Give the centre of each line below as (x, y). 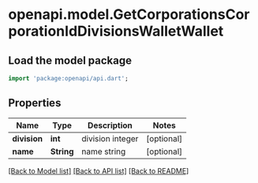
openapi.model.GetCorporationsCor (129, 15)
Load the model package (70, 60)
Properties (35, 103)
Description (110, 125)
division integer (110, 138)
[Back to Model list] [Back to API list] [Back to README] (99, 170)
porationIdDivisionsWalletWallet (116, 31)
